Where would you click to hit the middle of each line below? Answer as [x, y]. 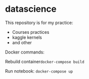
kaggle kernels [27, 37]
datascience [31, 9]
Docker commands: [25, 52]
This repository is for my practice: [39, 23]
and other [22, 42]
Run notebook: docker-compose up [39, 71]
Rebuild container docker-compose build [45, 61]
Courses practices [31, 32]
